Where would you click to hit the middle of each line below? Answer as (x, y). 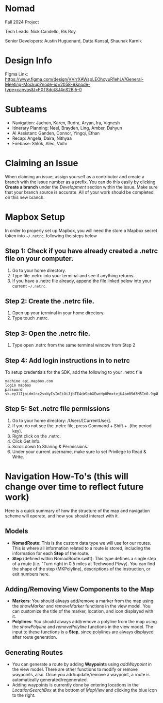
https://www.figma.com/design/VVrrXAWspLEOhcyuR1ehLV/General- (74, 79)
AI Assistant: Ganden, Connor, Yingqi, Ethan (56, 133)
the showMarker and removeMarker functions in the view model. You (81, 606)
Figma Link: (16, 74)
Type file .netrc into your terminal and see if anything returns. (73, 275)
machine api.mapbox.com (29, 381)
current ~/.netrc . (29, 286)
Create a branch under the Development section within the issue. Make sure (81, 187)
